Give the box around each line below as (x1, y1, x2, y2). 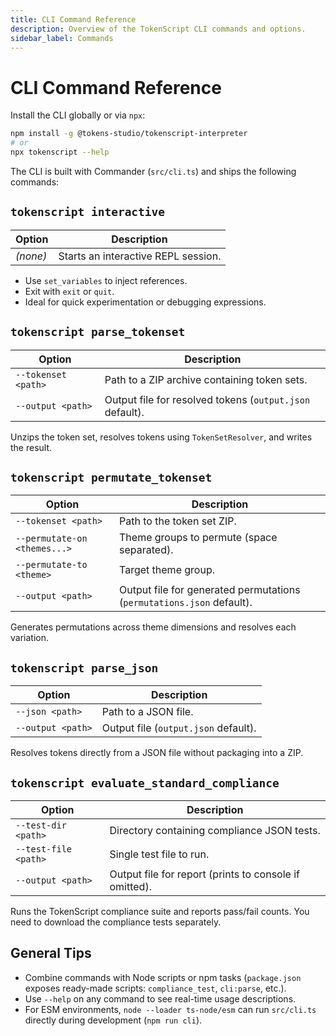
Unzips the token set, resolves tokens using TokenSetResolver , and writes (10, 431, 313, 443)
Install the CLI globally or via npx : (10, 109, 146, 121)
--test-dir (15, 820, 67, 831)
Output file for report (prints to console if (109, 867, 300, 881)
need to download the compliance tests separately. (10, 916, 222, 928)
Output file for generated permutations (119, 583, 301, 597)
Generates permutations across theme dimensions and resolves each (10, 621, 297, 633)
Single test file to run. (109, 847, 210, 861)
